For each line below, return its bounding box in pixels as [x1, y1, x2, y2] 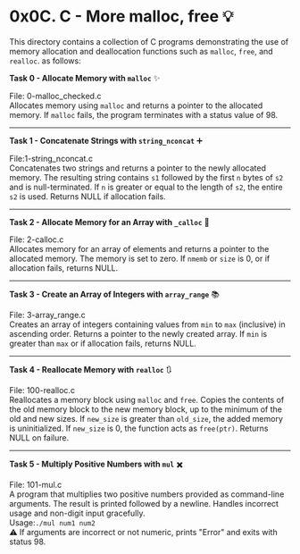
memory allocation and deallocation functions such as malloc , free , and [9, 46, 274, 56]
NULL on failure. [9, 432, 70, 443]
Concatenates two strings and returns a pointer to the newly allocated [9, 163, 266, 173]
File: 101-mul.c [9, 479, 62, 490]
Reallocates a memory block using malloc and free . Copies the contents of [9, 394, 285, 405]
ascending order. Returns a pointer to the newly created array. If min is [9, 328, 268, 339]
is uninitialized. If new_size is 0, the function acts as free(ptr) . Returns [9, 423, 269, 433]
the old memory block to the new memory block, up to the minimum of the [9, 404, 283, 415]
